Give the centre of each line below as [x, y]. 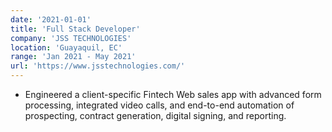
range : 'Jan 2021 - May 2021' [73, 57]
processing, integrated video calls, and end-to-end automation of [159, 105]
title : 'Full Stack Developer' [75, 29]
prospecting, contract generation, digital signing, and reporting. [155, 115]
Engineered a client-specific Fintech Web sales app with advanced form [173, 94]
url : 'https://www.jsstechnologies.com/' [98, 66]
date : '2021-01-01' [51, 19]
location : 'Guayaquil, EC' [66, 47]
